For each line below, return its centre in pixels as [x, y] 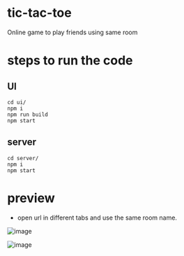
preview [31, 198]
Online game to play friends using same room [72, 32]
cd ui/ [17, 102]
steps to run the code [70, 61]
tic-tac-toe [39, 13]
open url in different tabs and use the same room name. [97, 218]
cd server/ [23, 158]
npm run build [28, 114]
